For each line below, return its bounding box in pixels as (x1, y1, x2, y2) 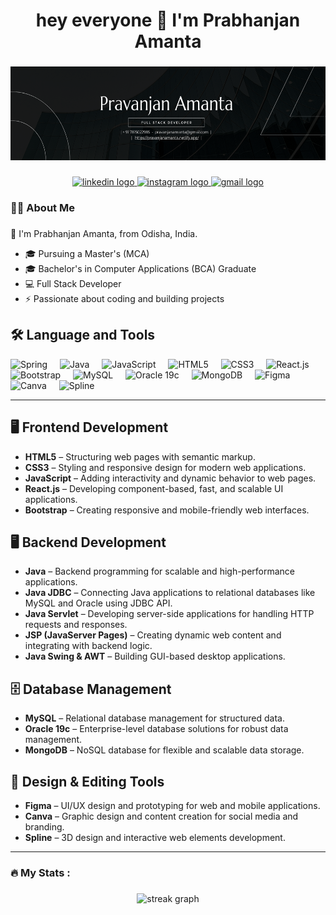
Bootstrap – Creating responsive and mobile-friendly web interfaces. (24, 504, 310, 516)
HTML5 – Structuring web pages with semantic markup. (24, 450, 256, 463)
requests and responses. (24, 619, 128, 631)
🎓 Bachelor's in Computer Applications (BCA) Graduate (24, 262, 257, 274)
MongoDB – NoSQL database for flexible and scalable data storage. (24, 744, 305, 756)
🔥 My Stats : (10, 865, 71, 879)
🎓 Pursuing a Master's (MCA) (24, 247, 150, 259)
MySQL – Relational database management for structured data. (24, 712, 285, 724)
